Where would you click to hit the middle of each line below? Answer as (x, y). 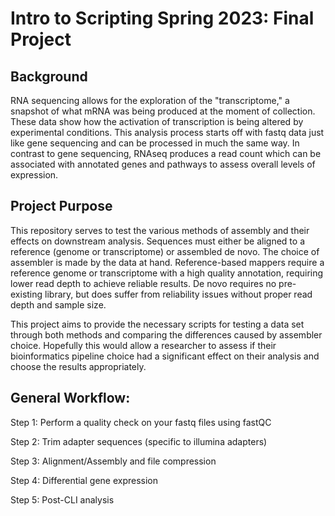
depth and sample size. (58, 304)
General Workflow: (70, 398)
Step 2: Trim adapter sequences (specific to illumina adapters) (139, 441)
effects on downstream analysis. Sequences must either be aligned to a (158, 241)
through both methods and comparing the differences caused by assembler (166, 334)
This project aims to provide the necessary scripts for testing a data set (157, 324)
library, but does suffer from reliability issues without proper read (178, 294)
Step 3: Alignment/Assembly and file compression (113, 461)
